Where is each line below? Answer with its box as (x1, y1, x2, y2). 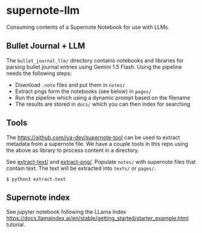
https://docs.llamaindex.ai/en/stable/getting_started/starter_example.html (6, 214, 189, 222)
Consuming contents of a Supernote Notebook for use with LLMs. (6, 23, 170, 31)
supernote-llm (6, 4, 80, 17)
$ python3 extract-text (6, 176, 66, 182)
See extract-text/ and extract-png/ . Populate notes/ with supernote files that (6, 158, 196, 165)
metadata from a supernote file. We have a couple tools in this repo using (6, 140, 189, 147)
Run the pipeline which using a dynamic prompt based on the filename (14, 94, 191, 101)
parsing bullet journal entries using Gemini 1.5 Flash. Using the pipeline (6, 63, 182, 70)
